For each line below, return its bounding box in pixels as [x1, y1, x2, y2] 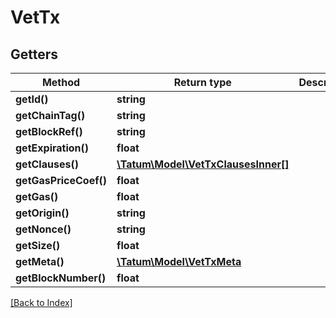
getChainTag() [15, 109, 86, 122]
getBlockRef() [15, 125, 83, 138]
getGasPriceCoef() [15, 174, 108, 187]
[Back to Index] [10, 297, 73, 308]
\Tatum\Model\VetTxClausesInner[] [116, 157, 290, 171]
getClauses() [15, 157, 79, 171]
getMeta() [15, 255, 65, 268]
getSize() [15, 239, 61, 252]
